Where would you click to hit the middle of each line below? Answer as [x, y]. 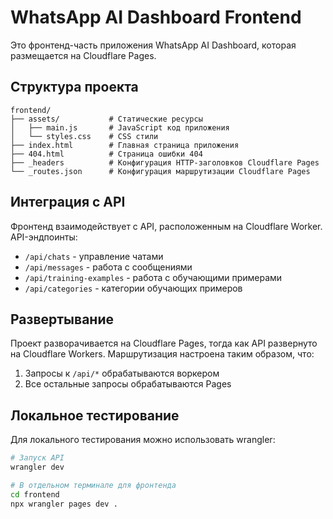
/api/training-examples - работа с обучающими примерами [153, 277]
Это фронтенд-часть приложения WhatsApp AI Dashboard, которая [153, 45]
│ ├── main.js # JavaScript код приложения [120, 127]
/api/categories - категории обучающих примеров [133, 288]
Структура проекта [74, 87]
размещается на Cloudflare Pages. [83, 55]
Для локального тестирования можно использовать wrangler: [143, 440]
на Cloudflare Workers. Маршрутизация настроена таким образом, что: [162, 354]
